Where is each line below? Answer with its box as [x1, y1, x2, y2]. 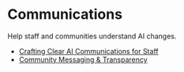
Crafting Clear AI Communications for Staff [18, 46, 159, 56]
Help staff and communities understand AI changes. [7, 31, 177, 41]
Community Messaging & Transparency [18, 55, 148, 64]
